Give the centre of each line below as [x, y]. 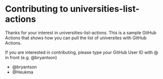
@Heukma [22, 72]
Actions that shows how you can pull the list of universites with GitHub [76, 38]
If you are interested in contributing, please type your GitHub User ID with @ [82, 52]
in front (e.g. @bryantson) [31, 57]
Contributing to [37, 9]
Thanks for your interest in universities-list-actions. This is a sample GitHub [81, 32]
